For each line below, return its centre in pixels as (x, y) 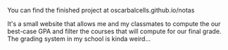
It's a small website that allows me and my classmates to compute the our (114, 24)
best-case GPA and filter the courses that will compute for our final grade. (114, 31)
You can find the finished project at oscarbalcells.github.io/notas (101, 10)
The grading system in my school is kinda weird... (79, 39)
